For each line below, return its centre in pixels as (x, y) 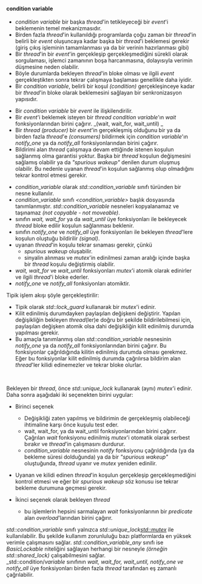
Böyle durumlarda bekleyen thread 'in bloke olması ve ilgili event (95, 73)
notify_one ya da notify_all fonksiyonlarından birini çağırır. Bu (91, 346)
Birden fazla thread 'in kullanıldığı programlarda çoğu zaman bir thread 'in (106, 35)
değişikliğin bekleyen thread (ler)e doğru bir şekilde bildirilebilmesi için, (103, 320)
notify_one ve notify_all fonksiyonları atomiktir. (72, 284)
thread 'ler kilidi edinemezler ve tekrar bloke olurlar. (79, 365)
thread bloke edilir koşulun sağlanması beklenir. (75, 226)
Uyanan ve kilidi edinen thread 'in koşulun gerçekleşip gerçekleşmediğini (105, 475)
